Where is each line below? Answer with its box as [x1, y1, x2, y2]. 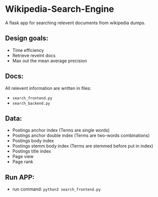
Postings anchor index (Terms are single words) [12, 127, 110, 133]
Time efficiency [12, 47, 44, 53]
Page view [12, 154, 34, 159]
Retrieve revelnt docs [12, 52, 56, 58]
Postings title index [12, 148, 51, 154]
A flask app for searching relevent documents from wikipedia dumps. [5, 20, 146, 26]
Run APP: [5, 173, 35, 181]
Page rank [12, 159, 34, 165]
